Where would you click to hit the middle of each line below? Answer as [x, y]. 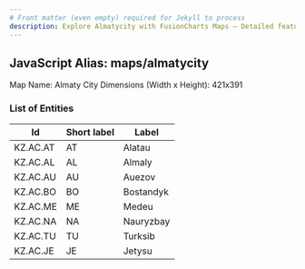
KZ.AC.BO [35, 192]
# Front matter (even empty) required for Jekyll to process [128, 18]
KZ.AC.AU [35, 176]
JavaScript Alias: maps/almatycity [109, 63]
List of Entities [42, 108]
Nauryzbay [147, 221]
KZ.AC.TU [35, 235]
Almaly [138, 162]
